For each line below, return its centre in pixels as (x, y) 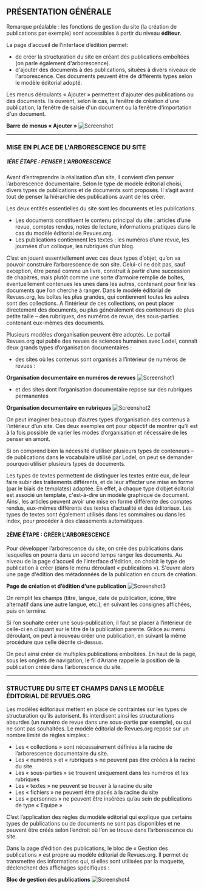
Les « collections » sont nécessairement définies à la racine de (94, 747)
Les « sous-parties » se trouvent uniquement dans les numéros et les (102, 773)
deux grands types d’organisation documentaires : (69, 347)
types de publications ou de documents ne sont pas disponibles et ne (93, 824)
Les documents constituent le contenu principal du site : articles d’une (103, 220)
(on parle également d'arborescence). (63, 63)
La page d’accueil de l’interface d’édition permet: (67, 45)
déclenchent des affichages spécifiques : (58, 868)
